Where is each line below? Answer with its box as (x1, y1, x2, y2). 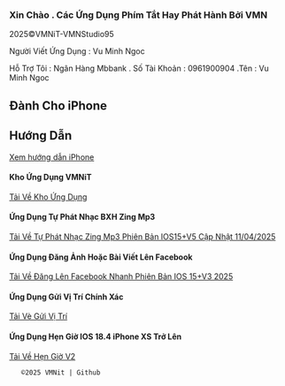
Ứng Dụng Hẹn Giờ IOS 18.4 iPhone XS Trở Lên (9, 331, 182, 342)
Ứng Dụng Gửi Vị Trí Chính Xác (9, 291, 124, 302)
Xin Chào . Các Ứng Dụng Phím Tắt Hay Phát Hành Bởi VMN (9, 9, 268, 21)
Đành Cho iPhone (9, 98, 108, 113)
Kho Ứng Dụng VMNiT (9, 172, 92, 183)
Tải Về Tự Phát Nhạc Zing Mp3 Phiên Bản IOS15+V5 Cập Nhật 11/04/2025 (9, 231, 276, 242)
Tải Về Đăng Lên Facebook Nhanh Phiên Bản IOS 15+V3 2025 (9, 271, 234, 282)
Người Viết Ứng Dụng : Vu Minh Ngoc (9, 46, 145, 57)
